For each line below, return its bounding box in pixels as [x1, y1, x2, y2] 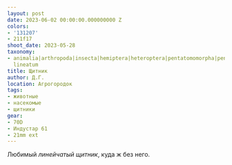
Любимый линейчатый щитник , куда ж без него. [7, 151, 151, 159]
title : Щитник [7, 67, 48, 74]
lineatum [13, 61, 39, 68]
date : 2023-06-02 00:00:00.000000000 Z [7, 16, 122, 23]
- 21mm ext [7, 131, 39, 138]
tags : [7, 87, 23, 93]
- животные [7, 93, 39, 100]
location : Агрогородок [7, 80, 72, 87]
